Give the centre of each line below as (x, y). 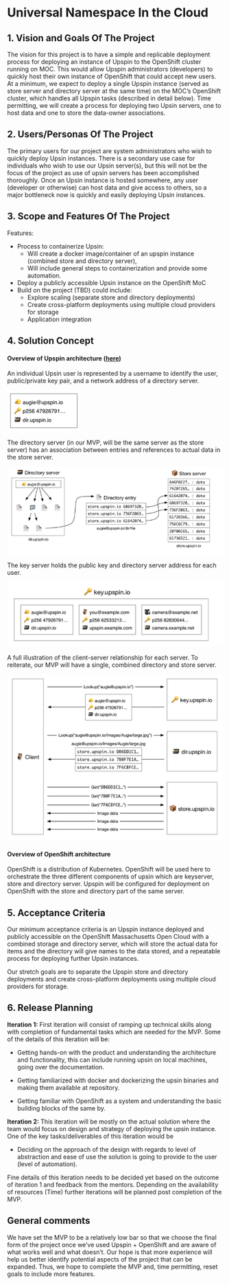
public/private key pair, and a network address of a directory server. (103, 381)
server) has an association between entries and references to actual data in (114, 450)
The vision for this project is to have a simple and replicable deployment (109, 54)
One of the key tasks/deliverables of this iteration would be (90, 1136)
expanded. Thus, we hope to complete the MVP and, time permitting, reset (112, 1266)
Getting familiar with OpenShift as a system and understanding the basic (119, 1101)
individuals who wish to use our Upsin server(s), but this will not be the (107, 166)
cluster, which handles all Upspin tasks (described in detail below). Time (109, 98)
